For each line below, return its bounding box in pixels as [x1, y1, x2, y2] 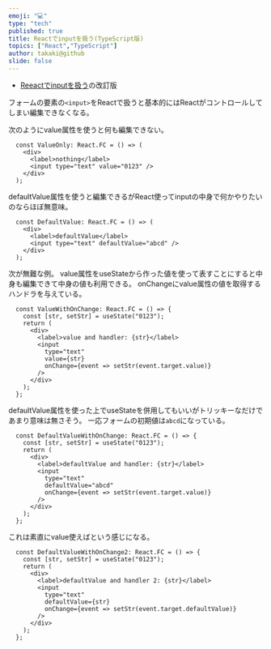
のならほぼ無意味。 [8, 202, 73, 211]
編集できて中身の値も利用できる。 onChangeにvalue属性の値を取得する [22, 279, 261, 288]
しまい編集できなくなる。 [8, 107, 94, 117]
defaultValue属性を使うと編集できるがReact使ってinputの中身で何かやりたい [8, 191, 263, 201]
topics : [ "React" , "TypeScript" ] [8, 42, 117, 50]
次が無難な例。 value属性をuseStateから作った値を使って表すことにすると [8, 268, 256, 278]
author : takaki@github [8, 49, 85, 58]
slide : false [8, 58, 53, 66]
